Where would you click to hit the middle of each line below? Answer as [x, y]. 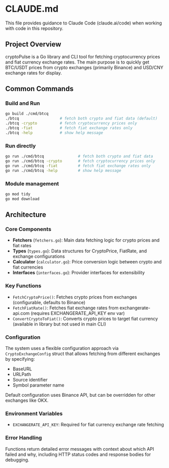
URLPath [22, 374]
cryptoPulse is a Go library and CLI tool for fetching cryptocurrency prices [83, 56]
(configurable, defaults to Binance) [49, 302]
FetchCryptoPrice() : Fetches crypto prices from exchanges [75, 297]
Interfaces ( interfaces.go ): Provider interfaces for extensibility [79, 273]
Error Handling [24, 438]
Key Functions [23, 286]
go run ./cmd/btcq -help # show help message [63, 170]
